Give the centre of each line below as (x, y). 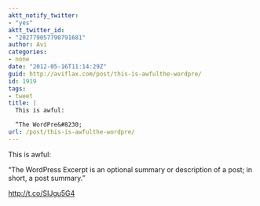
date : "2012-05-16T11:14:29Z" (58, 67)
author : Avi (27, 45)
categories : (27, 52)
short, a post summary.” (47, 178)
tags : (17, 88)
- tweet (21, 96)
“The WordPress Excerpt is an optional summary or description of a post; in (130, 169)
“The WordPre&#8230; (49, 125)
